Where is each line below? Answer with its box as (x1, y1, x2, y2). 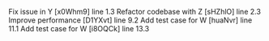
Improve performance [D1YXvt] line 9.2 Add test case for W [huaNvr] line (8, 15, 253, 25)
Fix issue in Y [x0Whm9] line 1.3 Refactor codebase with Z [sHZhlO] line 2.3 (8, 7, 262, 16)
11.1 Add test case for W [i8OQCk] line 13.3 (8, 24, 150, 33)
